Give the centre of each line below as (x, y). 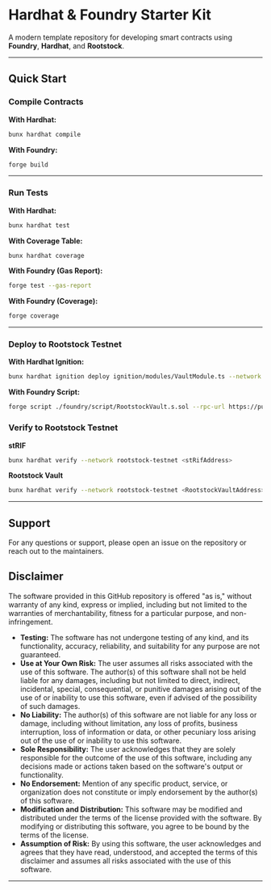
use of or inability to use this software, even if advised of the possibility (138, 698)
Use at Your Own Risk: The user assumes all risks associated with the (136, 663)
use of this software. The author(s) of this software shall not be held (133, 672)
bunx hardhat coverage (46, 255)
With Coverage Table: (46, 241)
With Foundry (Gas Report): (56, 271)
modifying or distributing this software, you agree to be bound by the (135, 826)
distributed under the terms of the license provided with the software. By (141, 817)
